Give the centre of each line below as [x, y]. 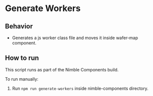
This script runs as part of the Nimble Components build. [62, 69]
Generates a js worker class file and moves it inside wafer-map [75, 38]
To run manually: [22, 79]
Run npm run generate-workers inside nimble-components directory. [80, 88]
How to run [22, 58]
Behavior [19, 26]
